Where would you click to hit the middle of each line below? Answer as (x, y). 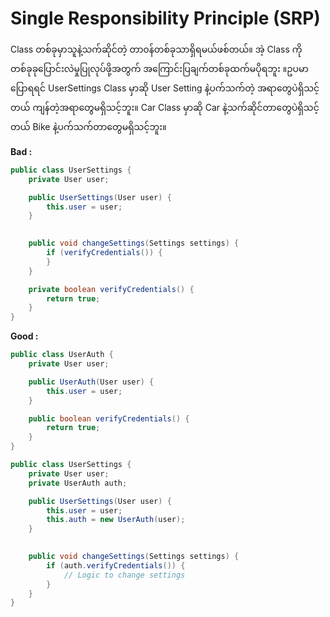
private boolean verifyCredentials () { (111, 289)
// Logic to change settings (124, 575)
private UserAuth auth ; (78, 483)
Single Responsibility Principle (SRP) (165, 18)
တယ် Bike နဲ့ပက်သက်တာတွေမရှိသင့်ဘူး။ (88, 126)
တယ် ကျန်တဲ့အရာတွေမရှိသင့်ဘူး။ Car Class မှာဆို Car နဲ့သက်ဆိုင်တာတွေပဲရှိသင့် (165, 107)
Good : (24, 336)
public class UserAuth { (62, 355)
